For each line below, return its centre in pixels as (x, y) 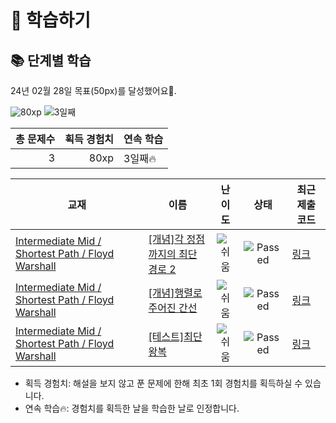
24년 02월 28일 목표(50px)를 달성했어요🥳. (93, 90)
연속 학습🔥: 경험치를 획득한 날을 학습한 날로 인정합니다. (132, 408)
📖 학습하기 (51, 20)
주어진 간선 (173, 308)
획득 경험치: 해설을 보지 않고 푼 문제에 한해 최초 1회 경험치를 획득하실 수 (163, 383)
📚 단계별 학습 (51, 60)
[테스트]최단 (175, 336)
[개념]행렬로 (175, 293)
